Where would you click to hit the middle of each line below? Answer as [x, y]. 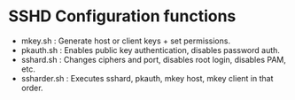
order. [32, 88]
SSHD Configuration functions [122, 16]
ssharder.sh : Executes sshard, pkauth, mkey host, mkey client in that [147, 78]
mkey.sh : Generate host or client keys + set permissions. [126, 41]
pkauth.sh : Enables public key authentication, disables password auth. [151, 50]
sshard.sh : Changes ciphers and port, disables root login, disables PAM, [154, 59]
